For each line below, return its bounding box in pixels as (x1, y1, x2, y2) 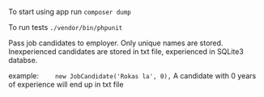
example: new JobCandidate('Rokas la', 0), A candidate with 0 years (8, 71, 257, 80)
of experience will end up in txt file (8, 80, 124, 89)
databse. (8, 56, 38, 65)
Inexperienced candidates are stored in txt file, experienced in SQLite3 (8, 47, 245, 56)
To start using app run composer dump (8, 7, 131, 16)
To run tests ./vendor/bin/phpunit (8, 23, 123, 32)
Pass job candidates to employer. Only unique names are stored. (8, 38, 224, 48)
